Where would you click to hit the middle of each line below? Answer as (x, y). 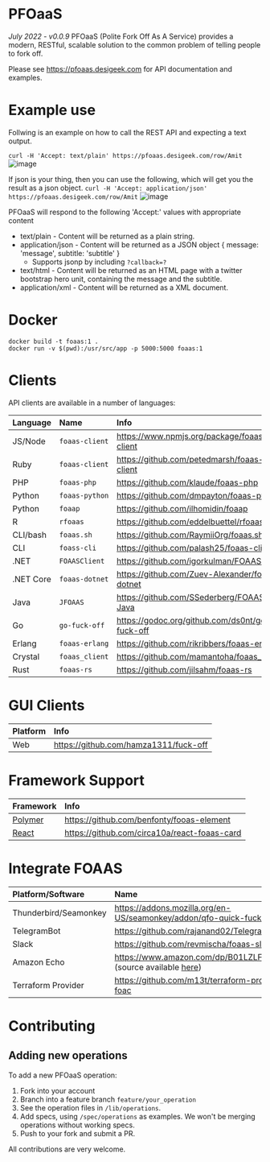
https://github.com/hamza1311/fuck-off (131, 744)
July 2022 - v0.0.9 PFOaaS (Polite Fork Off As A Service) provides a (121, 36)
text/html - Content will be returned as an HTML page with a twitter (131, 270)
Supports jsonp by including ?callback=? (99, 262)
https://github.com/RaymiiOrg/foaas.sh (190, 535)
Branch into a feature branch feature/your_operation (108, 1099)
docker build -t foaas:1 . (53, 341)
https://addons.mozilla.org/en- (173, 908)
